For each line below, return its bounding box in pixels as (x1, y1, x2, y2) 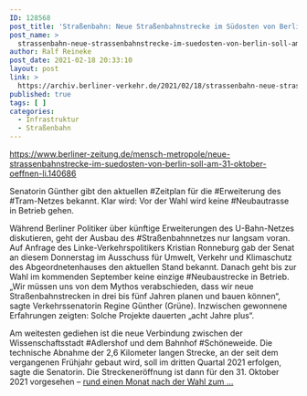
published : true (9, 89, 71, 99)
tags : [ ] (9, 98, 48, 108)
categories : (9, 107, 55, 116)
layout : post (9, 65, 59, 74)
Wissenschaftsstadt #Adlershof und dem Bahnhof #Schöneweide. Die (9, 338, 272, 348)
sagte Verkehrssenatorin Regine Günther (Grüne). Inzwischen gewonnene (9, 300, 288, 311)
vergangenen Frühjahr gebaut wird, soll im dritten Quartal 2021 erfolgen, (9, 357, 281, 368)
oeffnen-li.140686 (9, 168, 77, 179)
